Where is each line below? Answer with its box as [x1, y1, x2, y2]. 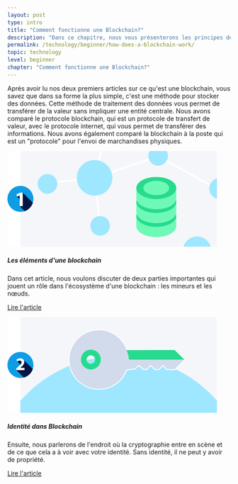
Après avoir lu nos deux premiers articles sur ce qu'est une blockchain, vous [7, 84, 231, 92]
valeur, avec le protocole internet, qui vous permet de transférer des [7, 121, 207, 130]
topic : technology [7, 49, 62, 56]
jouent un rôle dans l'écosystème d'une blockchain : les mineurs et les [7, 281, 212, 290]
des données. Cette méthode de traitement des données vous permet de [7, 99, 220, 108]
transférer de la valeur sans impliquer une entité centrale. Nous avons [7, 106, 211, 115]
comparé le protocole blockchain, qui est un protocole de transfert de [7, 114, 210, 123]
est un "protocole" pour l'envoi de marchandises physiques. [7, 137, 183, 145]
